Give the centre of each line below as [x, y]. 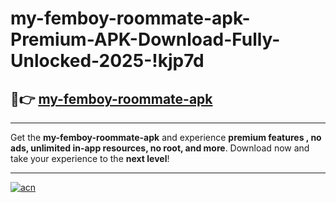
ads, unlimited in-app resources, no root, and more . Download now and [160, 148]
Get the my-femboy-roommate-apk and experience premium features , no [166, 137]
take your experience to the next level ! [90, 158]
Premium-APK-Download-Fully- [145, 39]
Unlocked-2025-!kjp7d [107, 61]
